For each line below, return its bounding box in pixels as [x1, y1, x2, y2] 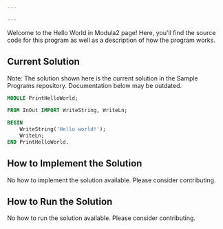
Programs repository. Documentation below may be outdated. [7, 81, 182, 89]
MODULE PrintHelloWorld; [7, 94, 78, 102]
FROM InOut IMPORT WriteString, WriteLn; [7, 107, 128, 114]
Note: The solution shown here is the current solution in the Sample [7, 74, 198, 83]
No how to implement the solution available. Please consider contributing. [7, 176, 216, 184]
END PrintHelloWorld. [7, 138, 70, 145]
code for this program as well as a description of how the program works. [7, 36, 215, 44]
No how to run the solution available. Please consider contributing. [7, 214, 196, 222]
